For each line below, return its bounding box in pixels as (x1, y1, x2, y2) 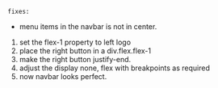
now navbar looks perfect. (19, 72, 107, 81)
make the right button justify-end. (19, 55, 132, 64)
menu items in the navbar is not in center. (19, 22, 157, 31)
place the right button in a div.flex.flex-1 (19, 46, 151, 56)
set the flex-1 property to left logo (19, 37, 131, 47)
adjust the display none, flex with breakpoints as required (19, 63, 211, 73)
